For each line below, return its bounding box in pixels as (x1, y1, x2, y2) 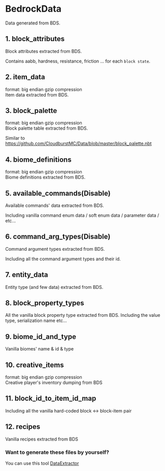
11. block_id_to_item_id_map (5, 394, 96, 403)
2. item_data (5, 73, 45, 81)
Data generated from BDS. (5, 20, 60, 26)
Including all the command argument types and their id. (5, 255, 121, 262)
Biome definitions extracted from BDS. (5, 174, 85, 181)
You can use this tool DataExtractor (5, 460, 79, 466)
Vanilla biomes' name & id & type (5, 346, 74, 352)
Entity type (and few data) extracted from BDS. (5, 284, 104, 290)
